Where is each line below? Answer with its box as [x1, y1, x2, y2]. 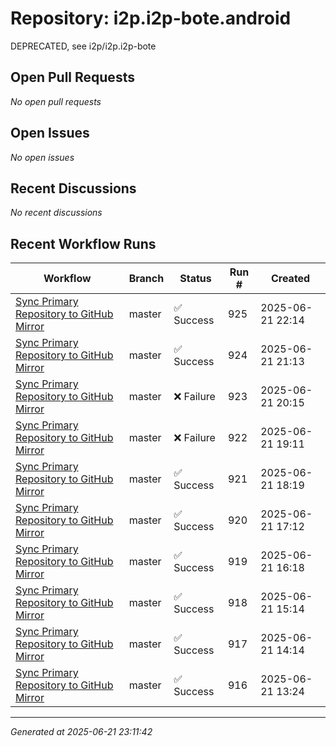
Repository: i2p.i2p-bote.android [10, 7, 292, 30]
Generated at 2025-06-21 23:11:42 [10, 726, 153, 738]
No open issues [10, 151, 75, 163]
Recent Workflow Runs [10, 235, 157, 252]
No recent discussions [10, 207, 103, 219]
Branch [128, 272, 165, 286]
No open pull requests [10, 95, 102, 107]
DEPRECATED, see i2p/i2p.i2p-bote [10, 40, 157, 52]
